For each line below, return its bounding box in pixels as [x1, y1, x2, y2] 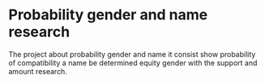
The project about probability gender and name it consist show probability [8, 49, 256, 59]
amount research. [8, 66, 67, 76]
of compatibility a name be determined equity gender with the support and [8, 58, 258, 68]
